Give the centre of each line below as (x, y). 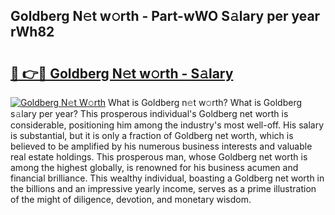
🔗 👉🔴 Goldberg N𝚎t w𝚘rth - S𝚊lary (122, 73)
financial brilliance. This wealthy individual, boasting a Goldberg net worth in (167, 178)
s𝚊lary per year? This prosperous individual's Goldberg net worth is (149, 113)
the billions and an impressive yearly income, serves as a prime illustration (163, 188)
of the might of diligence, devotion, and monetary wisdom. (131, 199)
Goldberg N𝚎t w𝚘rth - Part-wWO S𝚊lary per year (165, 16)
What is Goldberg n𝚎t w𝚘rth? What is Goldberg (205, 102)
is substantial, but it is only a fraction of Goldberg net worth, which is (152, 135)
